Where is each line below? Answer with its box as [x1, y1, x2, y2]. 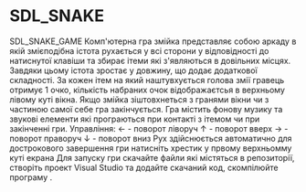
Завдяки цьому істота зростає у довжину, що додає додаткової [9, 65, 258, 76]
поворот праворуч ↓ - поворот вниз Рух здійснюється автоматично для [9, 133, 292, 144]
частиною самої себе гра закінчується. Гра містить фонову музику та [9, 103, 283, 114]
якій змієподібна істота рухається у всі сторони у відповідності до [9, 45, 269, 56]
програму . [9, 171, 53, 183]
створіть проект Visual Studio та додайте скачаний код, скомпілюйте [9, 162, 279, 173]
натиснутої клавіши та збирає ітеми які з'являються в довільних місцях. [9, 55, 291, 66]
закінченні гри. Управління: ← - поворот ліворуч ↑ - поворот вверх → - [9, 123, 289, 133]
